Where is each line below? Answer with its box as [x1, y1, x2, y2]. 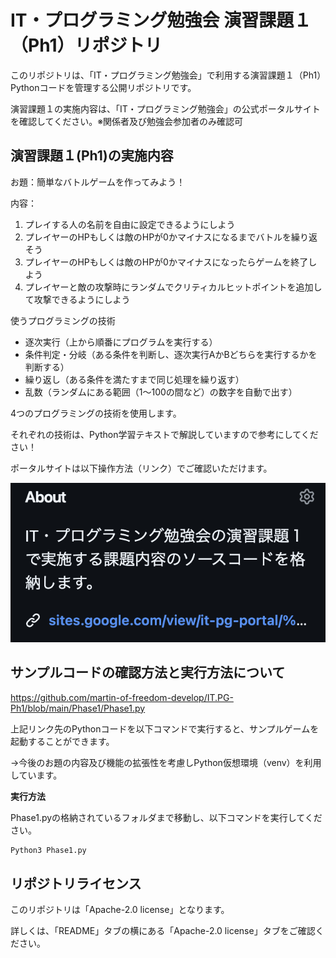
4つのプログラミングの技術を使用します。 [10, 407, 182, 419]
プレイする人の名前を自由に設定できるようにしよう [24, 218, 236, 230]
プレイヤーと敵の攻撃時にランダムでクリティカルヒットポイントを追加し [24, 281, 323, 293]
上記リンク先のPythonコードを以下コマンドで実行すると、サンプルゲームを [10, 722, 320, 735]
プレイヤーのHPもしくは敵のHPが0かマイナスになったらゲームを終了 [24, 256, 309, 268]
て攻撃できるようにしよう [24, 293, 131, 305]
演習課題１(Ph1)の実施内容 [10, 147, 174, 165]
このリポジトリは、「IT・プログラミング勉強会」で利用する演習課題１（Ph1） [10, 69, 322, 81]
